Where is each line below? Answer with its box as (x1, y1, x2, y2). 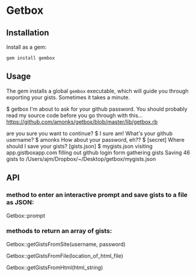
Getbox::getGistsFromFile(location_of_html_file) (6, 252, 123, 259)
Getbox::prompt (6, 212, 45, 219)
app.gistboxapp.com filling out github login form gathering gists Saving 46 (6, 148, 191, 156)
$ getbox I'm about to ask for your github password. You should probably (6, 105, 188, 112)
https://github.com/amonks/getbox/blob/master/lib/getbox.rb (6, 118, 158, 125)
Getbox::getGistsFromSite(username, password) (6, 240, 126, 248)
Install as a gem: (6, 43, 47, 50)
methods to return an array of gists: (6, 227, 112, 235)
